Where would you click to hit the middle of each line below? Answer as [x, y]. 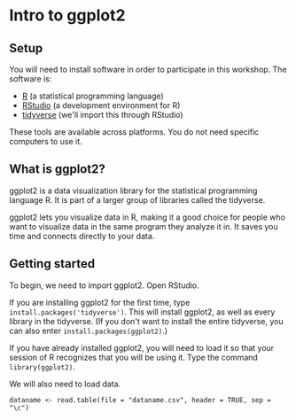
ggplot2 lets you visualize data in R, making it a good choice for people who [148, 217]
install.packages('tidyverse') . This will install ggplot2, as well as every [142, 312]
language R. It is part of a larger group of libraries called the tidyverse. [137, 199]
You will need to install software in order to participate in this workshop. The [148, 69]
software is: [31, 79]
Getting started [52, 264]
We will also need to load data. [65, 384]
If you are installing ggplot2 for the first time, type [100, 302]
